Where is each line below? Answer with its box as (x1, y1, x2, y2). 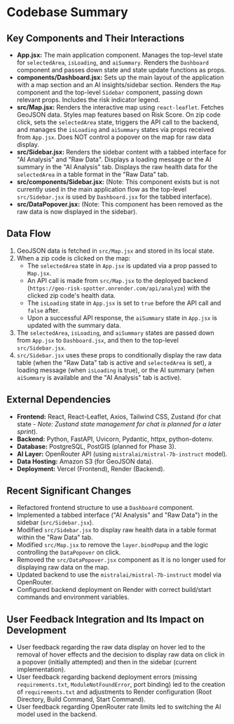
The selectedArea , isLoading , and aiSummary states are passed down (16, 328, 214, 337)
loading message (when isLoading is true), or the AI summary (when (16, 366, 215, 374)
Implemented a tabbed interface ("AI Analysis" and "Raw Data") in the (16, 511, 219, 520)
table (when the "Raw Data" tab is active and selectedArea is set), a (16, 358, 212, 367)
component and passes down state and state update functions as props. (16, 66, 226, 74)
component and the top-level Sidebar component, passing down (16, 88, 203, 96)
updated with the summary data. (27, 321, 121, 329)
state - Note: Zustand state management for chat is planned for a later (16, 419, 221, 428)
